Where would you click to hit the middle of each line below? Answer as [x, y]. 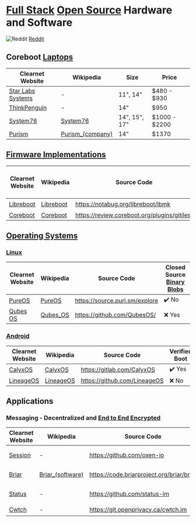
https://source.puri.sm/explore [117, 300]
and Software [39, 23]
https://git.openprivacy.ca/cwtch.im [138, 509]
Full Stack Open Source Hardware [89, 10]
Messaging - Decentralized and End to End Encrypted [83, 417]
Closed [175, 268]
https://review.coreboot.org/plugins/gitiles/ [134, 215]
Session [20, 455]
